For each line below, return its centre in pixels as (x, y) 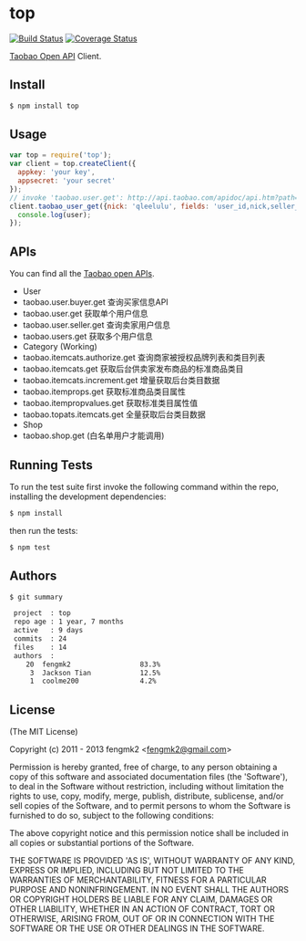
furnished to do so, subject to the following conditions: (112, 816)
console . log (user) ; (55, 214)
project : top (42, 613)
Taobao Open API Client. (56, 56)
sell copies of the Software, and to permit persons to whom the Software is (150, 806)
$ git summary (36, 597)
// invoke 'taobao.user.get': (67, 198)
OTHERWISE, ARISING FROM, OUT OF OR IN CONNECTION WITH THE (142, 919)
